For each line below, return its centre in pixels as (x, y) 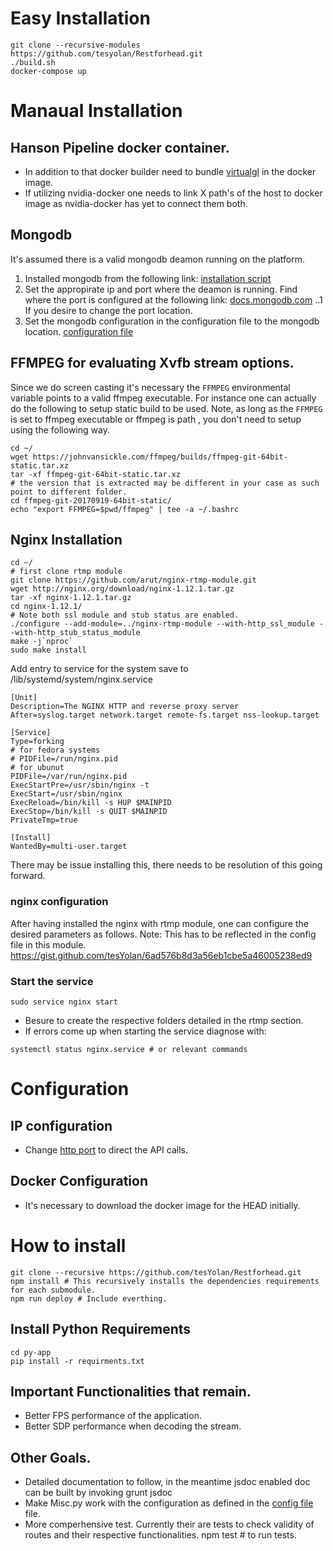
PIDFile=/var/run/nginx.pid (69, 777)
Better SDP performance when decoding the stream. (133, 1426)
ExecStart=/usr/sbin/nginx (66, 794)
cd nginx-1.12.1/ (46, 607)
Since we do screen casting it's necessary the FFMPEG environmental (150, 387)
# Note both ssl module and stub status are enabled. (125, 615)
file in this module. (48, 944)
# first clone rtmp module (66, 572)
